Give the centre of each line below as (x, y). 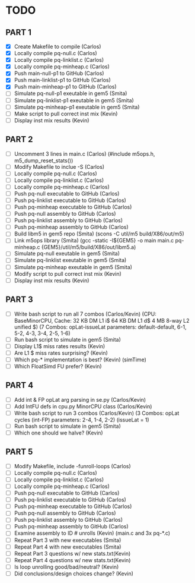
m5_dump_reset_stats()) (44, 160)
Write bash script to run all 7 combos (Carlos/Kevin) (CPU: (85, 314)
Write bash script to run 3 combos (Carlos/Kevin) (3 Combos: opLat (97, 413)
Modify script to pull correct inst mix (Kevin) (68, 273)
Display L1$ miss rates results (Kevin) (60, 346)
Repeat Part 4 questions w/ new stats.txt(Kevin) (72, 560)
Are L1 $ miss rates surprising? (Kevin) (61, 353)
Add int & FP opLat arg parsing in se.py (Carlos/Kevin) (80, 399)
